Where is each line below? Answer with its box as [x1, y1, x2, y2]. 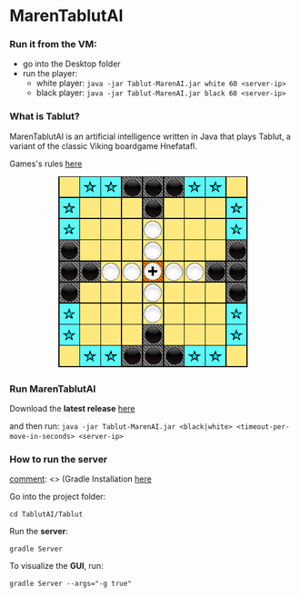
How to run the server [9, 453, 108, 465]
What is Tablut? [9, 110, 80, 123]
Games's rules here [9, 158, 83, 169]
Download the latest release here [9, 403, 135, 414]
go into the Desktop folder [22, 58, 121, 69]
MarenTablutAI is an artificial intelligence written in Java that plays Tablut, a [9, 131, 291, 142]
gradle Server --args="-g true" [9, 579, 132, 589]
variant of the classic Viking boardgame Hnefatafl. [9, 140, 198, 151]
